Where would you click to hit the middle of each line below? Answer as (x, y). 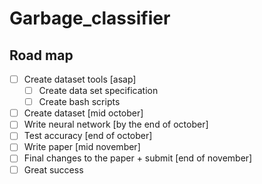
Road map (41, 55)
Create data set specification (98, 91)
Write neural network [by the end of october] (116, 124)
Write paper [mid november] (82, 147)
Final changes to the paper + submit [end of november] (138, 158)
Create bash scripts (79, 102)
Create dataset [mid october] (83, 113)
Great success (53, 169)
